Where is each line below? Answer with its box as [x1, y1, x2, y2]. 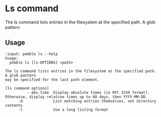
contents [5, 103, 23, 108]
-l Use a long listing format [18, 107, 109, 112]
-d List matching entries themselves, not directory [18, 98, 157, 103]
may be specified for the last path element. [5, 77, 99, 82]
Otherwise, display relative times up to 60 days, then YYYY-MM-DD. [5, 94, 148, 99]
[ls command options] [5, 86, 49, 91]
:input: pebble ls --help [5, 51, 58, 56]
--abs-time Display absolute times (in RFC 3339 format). [26, 90, 150, 95]
